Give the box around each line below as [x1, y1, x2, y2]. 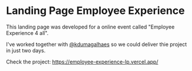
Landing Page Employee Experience [6, 4, 185, 17]
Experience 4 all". [6, 29, 49, 36]
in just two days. [6, 47, 46, 54]
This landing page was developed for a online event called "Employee [6, 23, 175, 30]
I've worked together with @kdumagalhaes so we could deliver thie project [6, 41, 187, 48]
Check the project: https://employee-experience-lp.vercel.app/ [6, 58, 159, 65]
